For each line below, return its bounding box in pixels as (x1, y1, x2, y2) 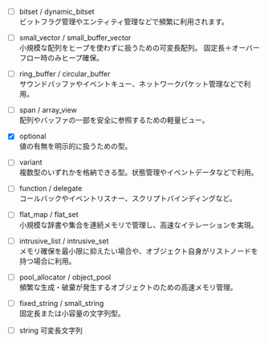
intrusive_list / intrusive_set (18, 236, 109, 246)
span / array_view (18, 105, 77, 115)
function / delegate (18, 184, 83, 194)
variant (18, 157, 43, 167)
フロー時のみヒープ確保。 (18, 53, 104, 63)
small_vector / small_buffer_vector (18, 33, 132, 43)
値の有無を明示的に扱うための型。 (18, 141, 132, 151)
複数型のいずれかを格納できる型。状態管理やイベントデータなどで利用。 (18, 168, 258, 178)
